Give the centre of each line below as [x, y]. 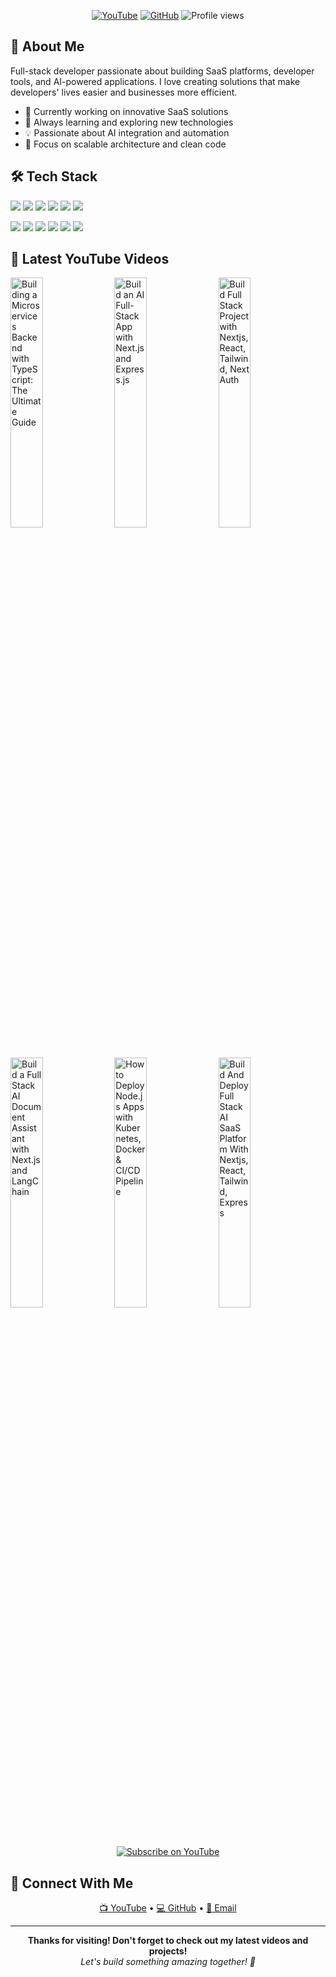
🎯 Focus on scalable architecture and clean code [125, 144]
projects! [168, 1951]
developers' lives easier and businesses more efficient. [124, 92]
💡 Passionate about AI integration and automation [127, 132]
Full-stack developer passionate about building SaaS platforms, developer [162, 71]
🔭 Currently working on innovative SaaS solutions [126, 111]
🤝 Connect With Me [72, 1883]
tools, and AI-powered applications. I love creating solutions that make [155, 81]
